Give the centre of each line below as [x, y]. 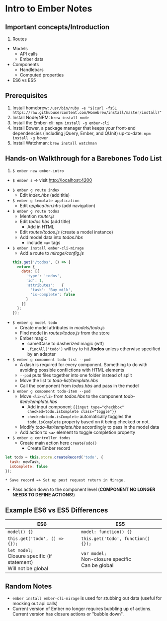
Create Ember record [49, 448]
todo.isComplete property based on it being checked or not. [88, 422]
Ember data [32, 59]
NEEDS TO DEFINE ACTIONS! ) [44, 494]
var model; [94, 554]
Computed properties [42, 75]
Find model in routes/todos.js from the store [65, 333]
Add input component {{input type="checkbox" [76, 407]
